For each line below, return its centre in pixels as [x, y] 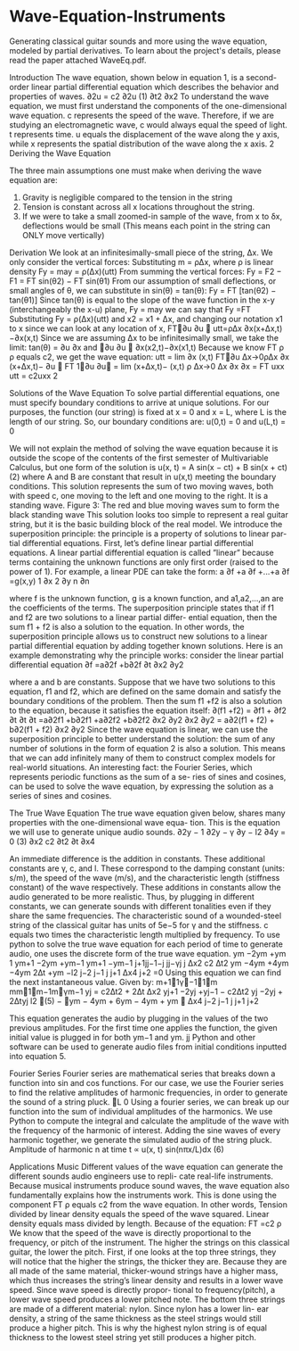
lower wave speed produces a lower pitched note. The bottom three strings [147, 1299]
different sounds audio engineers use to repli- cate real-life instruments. [141, 1176]
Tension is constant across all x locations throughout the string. [138, 206]
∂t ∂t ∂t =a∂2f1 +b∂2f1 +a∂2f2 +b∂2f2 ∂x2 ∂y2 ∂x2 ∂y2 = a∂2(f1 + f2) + [142, 719]
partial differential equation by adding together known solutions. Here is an [146, 645]
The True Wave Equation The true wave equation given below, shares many [148, 813]
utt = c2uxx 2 [34, 376]
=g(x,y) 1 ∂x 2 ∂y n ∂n [50, 581]
